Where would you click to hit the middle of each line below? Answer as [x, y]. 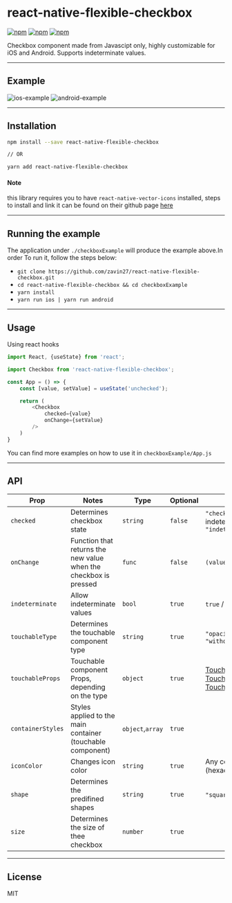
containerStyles [37, 729]
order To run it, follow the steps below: [62, 258]
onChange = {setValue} [74, 421]
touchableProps [36, 678]
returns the [88, 550]
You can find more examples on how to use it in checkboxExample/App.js [109, 453]
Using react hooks [33, 344]
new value [87, 558]
